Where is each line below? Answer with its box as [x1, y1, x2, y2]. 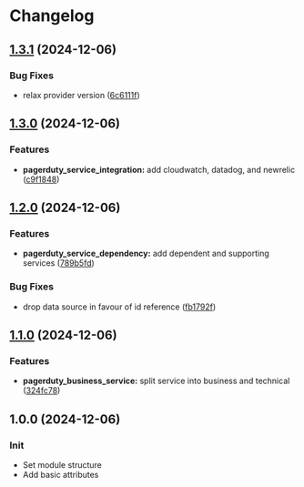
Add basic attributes [22, 469, 99, 480]
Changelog [9, 5, 95, 26]
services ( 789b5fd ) [22, 258, 96, 269]
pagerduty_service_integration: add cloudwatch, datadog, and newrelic [22, 164, 296, 175]
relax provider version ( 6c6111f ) [22, 89, 141, 100]
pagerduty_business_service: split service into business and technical [22, 375, 290, 387]
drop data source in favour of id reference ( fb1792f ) [22, 301, 217, 312]
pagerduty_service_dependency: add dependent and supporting [22, 248, 270, 259]
